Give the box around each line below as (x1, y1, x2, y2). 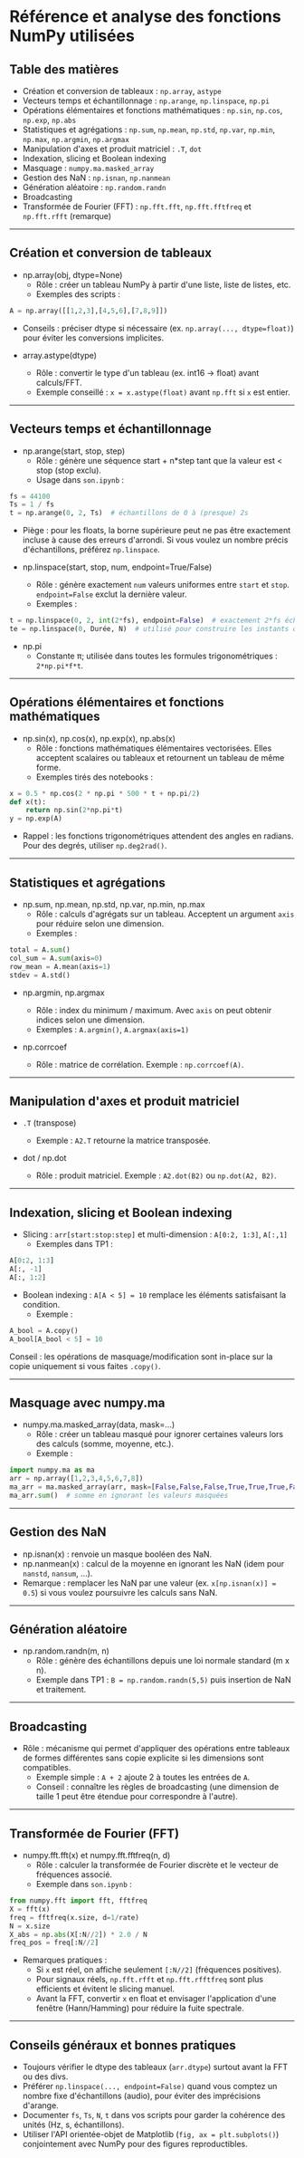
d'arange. (22, 2100, 59, 2111)
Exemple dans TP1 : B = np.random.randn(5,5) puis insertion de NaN (35, 1674, 291, 1685)
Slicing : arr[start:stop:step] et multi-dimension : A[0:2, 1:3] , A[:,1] (22, 1229, 288, 1240)
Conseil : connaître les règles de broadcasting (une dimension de (35, 1781, 280, 1792)
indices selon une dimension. (35, 1014, 146, 1025)
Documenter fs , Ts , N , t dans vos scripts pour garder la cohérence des (22, 2110, 286, 2121)
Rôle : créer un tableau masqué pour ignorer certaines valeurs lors (35, 1429, 283, 1440)
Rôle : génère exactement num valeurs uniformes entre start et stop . (35, 580, 290, 590)
